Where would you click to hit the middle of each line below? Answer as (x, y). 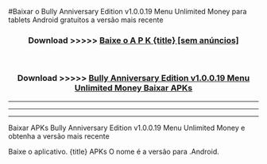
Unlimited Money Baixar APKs (133, 88)
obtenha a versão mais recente (59, 136)
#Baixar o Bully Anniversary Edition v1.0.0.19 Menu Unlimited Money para (128, 11)
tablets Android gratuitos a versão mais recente (86, 20)
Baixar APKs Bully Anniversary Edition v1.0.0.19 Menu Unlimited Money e (127, 128)
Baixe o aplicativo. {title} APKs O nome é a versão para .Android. (114, 151)
